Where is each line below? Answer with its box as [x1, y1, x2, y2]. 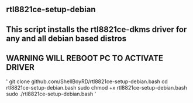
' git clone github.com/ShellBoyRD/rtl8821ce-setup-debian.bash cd [6, 78, 168, 85]
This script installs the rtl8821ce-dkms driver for [6, 24, 187, 34]
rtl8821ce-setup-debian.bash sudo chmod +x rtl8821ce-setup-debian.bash [6, 84, 187, 91]
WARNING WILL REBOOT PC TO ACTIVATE [6, 54, 164, 63]
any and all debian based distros [6, 33, 127, 43]
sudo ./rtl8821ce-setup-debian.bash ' [6, 90, 96, 97]
